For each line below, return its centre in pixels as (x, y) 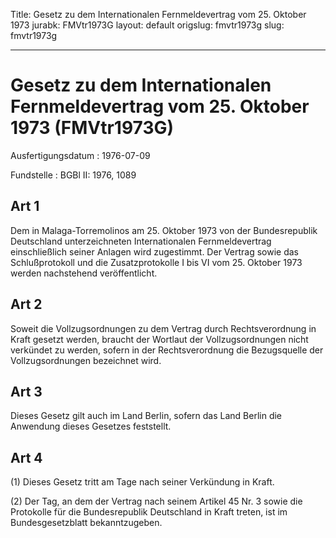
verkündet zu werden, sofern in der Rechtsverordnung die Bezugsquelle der (167, 350)
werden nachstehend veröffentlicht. (84, 273)
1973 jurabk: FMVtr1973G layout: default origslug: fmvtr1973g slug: (147, 25)
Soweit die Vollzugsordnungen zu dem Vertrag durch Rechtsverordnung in (163, 328)
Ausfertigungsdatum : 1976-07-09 (80, 155)
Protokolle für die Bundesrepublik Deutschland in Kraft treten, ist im (149, 512)
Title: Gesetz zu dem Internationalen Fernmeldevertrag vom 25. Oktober (158, 14)
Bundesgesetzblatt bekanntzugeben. (86, 523)
